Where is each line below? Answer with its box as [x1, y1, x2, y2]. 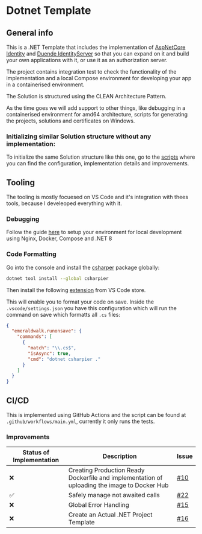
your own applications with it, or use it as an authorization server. [6, 57, 168, 63]
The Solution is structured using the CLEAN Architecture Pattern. [6, 93, 167, 100]
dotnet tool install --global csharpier [6, 275, 109, 281]
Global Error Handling [68, 501, 129, 509]
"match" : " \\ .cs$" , [28, 345, 77, 351]
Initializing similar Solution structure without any [6, 132, 151, 141]
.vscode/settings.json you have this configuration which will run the [6, 304, 177, 311]
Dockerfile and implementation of [68, 474, 163, 482]
